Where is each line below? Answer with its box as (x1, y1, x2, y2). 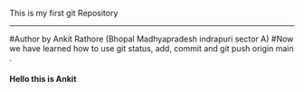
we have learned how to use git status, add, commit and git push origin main (9, 43, 294, 53)
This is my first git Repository (9, 8, 119, 18)
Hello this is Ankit (9, 73, 77, 84)
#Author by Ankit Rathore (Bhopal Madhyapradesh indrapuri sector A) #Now (9, 33, 294, 44)
